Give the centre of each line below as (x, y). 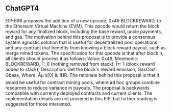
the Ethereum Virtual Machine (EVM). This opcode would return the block (82, 26)
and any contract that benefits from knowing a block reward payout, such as (86, 47)
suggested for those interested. (38, 104)
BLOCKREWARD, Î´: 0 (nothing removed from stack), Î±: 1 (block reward (80, 64)
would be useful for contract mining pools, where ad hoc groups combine (82, 82)
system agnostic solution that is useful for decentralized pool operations (81, 42)
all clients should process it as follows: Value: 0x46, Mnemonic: (72, 59)
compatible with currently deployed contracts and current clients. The (79, 93)
